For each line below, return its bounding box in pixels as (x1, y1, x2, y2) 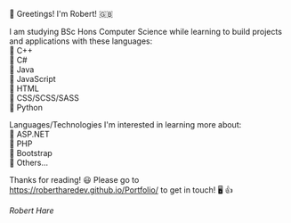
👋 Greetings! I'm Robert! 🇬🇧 (9, 9, 114, 19)
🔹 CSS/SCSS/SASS (9, 93, 80, 103)
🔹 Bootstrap (9, 148, 53, 158)
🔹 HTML (9, 83, 40, 94)
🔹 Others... (9, 157, 49, 168)
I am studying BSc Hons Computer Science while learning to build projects (9, 27, 283, 37)
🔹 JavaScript (9, 74, 56, 84)
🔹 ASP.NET (9, 129, 51, 139)
